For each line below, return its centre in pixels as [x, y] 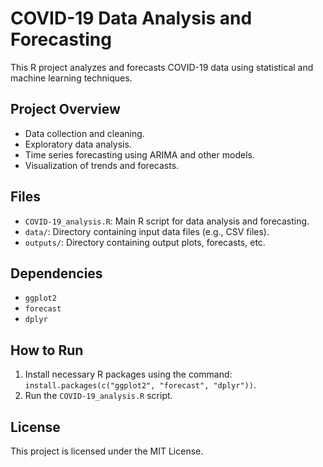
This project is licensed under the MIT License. [107, 451]
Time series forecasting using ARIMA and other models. [139, 154]
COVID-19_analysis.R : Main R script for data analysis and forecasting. [167, 221]
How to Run [47, 350]
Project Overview [65, 109]
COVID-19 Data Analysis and [131, 18]
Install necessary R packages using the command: [128, 374]
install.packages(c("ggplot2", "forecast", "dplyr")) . [140, 385]
